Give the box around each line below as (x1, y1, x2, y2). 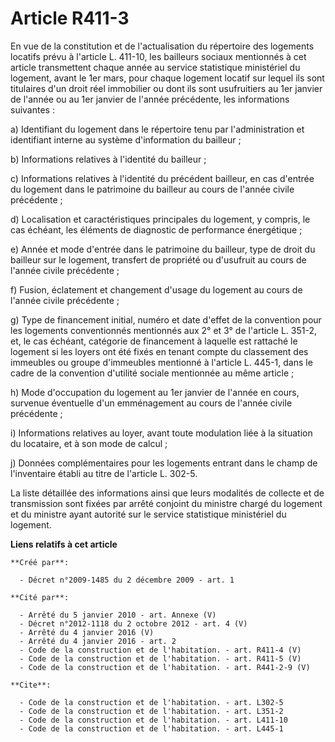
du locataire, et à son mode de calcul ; (10, 437, 168, 449)
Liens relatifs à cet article (10, 538, 118, 550)
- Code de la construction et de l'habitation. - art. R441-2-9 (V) (19, 662, 311, 672)
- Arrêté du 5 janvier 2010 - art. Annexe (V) (19, 610, 217, 620)
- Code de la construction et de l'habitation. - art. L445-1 (19, 723, 284, 734)
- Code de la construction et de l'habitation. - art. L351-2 (19, 706, 284, 716)
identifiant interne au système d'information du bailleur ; (10, 133, 242, 146)
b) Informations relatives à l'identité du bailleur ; (10, 153, 207, 165)
